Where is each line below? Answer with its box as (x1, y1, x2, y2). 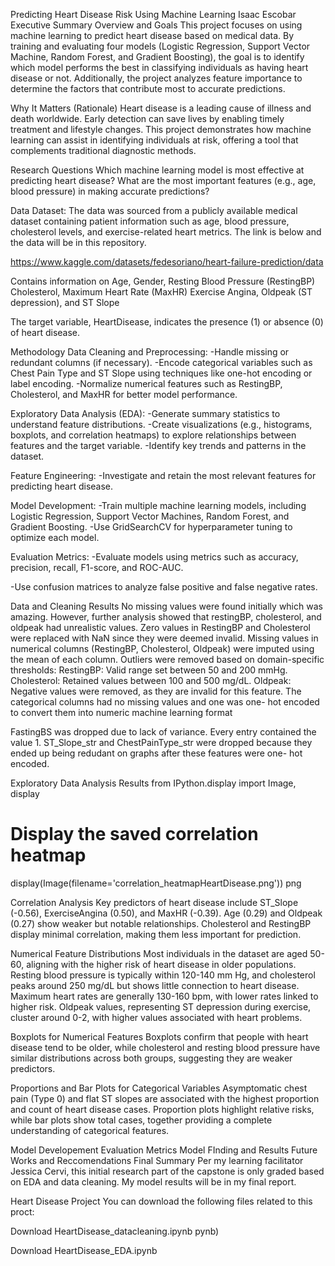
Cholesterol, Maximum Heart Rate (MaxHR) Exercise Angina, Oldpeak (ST (10, 286, 313, 298)
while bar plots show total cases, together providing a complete (10, 1114, 273, 1126)
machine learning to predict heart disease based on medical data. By (10, 30, 295, 41)
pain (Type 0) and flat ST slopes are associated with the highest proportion (10, 1092, 320, 1104)
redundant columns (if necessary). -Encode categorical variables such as (10, 357, 313, 368)
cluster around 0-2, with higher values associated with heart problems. (10, 1011, 303, 1023)
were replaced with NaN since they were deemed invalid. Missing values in (10, 632, 319, 644)
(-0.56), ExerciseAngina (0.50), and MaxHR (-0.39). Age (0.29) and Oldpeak (10, 907, 323, 919)
